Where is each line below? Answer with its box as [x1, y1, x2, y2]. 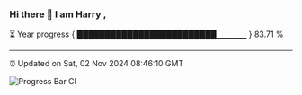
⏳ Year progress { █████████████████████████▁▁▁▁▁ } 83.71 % [9, 29, 285, 39]
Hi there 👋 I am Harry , [9, 8, 107, 21]
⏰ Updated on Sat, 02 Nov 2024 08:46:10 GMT [9, 58, 184, 69]
